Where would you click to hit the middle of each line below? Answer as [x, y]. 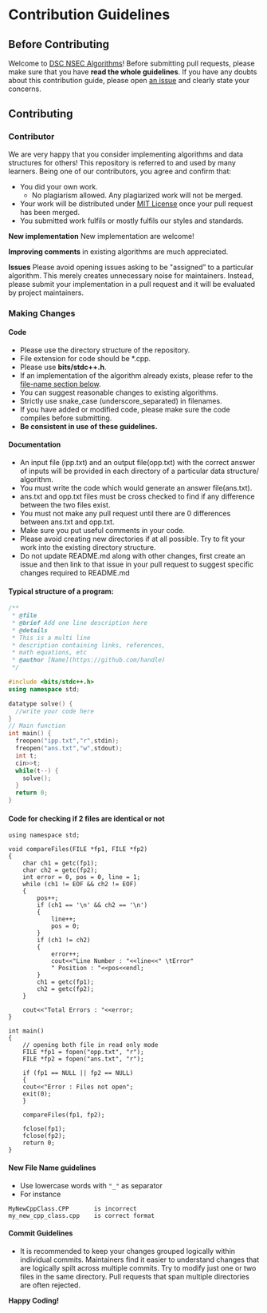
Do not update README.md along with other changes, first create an [132, 556]
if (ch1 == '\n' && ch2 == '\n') [92, 905]
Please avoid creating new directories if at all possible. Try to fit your [132, 539]
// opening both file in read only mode [90, 1045]
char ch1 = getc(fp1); [60, 863]
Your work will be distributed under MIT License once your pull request [136, 203]
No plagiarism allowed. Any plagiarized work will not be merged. [137, 195]
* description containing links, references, [88, 645]
